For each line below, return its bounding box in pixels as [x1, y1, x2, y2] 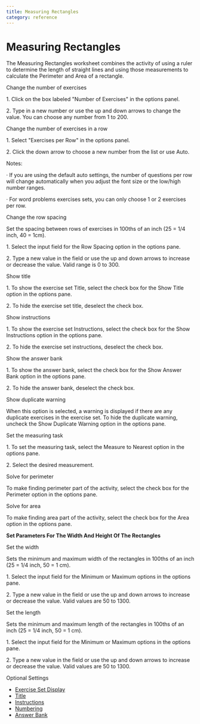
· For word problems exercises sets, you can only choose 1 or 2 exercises [6, 195, 186, 203]
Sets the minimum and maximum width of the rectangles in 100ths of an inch [6, 555, 195, 563]
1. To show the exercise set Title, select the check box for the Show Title [6, 285, 184, 292]
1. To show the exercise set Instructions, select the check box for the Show [6, 325, 190, 332]
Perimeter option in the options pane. [6, 491, 98, 498]
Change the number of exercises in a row [6, 125, 108, 132]
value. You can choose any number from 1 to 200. [6, 114, 128, 121]
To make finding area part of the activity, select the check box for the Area [6, 514, 189, 521]
